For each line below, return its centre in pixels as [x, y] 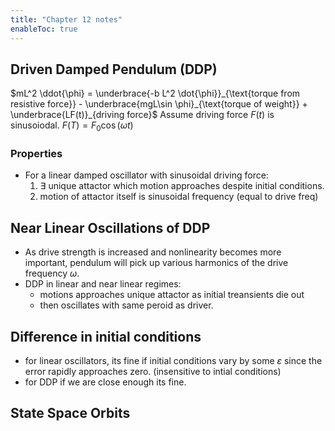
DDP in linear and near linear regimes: [103, 284]
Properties [36, 154]
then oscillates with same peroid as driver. [126, 305]
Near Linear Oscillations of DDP [110, 227]
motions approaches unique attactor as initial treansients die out [172, 295]
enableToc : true [44, 29]
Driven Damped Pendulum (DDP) [114, 69]
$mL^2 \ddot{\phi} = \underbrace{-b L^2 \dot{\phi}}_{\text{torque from [155, 93]
